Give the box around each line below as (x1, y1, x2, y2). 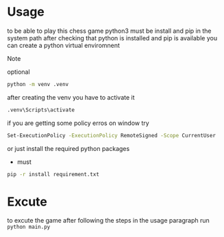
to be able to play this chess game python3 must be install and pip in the (7, 27, 212, 35)
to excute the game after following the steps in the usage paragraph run (7, 217, 210, 225)
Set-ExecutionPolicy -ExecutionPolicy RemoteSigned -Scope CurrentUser (7, 132, 216, 139)
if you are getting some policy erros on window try (7, 119, 149, 127)
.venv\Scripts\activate (7, 107, 75, 113)
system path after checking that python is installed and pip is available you (7, 33, 218, 42)
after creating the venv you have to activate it (7, 93, 135, 101)
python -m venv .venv (7, 81, 69, 87)
